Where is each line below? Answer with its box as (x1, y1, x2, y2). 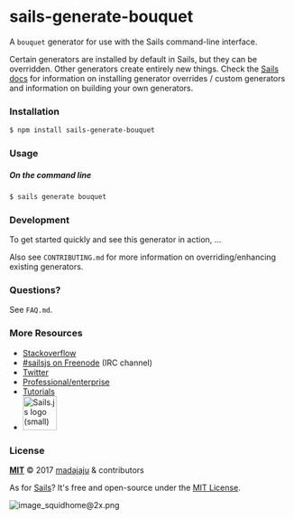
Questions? (9, 284, 61, 297)
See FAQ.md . (9, 305, 53, 316)
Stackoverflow (22, 347, 77, 358)
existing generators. (9, 261, 84, 272)
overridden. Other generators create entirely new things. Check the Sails (9, 63, 280, 74)
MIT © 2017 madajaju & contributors (9, 465, 144, 476)
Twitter (22, 366, 50, 377)
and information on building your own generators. (9, 82, 194, 93)
